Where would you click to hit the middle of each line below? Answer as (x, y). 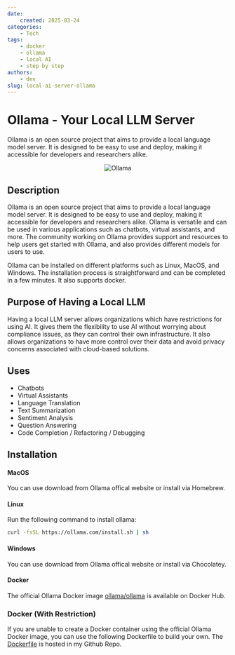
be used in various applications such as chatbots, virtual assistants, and (111, 229)
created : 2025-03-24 (50, 20)
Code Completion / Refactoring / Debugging (81, 433)
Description (33, 190)
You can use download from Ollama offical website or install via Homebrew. (116, 488)
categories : (25, 27)
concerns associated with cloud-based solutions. (79, 349)
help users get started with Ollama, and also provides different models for (114, 244)
